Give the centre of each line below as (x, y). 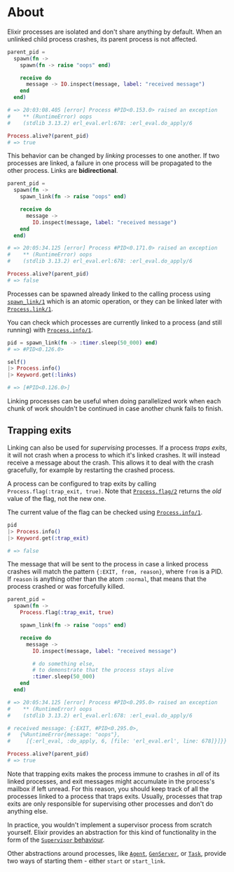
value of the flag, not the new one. (57, 498)
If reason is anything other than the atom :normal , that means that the (107, 579)
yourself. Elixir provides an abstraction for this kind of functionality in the (112, 832)
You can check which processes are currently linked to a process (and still (115, 322)
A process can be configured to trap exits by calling (82, 483)
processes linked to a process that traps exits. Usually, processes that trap (115, 796)
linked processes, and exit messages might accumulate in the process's (111, 781)
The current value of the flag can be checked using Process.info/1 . (105, 512)
